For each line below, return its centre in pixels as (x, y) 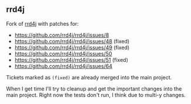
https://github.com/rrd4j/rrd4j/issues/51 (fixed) (71, 60)
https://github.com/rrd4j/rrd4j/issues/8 (62, 35)
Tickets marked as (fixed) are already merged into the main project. (89, 77)
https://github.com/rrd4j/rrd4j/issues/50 (63, 53)
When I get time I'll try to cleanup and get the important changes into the (94, 89)
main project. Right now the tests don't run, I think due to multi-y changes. (96, 95)
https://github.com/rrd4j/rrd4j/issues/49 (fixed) (72, 47)
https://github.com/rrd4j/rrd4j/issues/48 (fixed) (72, 41)
